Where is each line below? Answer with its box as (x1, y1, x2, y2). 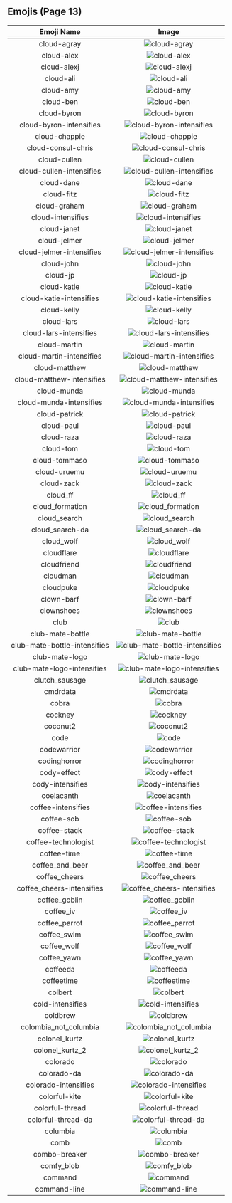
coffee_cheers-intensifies (16, 883, 104, 893)
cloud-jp (45, 270, 75, 280)
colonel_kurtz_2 (33, 1045, 87, 1055)
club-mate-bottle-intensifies (11, 640, 109, 650)
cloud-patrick (36, 409, 84, 419)
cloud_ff (46, 490, 74, 500)
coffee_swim (38, 929, 82, 939)
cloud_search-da (31, 525, 89, 535)
